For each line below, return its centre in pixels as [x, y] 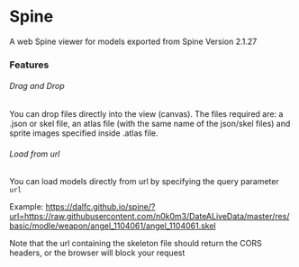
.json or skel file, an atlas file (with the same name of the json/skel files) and [150, 124]
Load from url [35, 154]
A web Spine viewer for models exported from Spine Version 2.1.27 [133, 41]
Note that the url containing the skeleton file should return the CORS [136, 244]
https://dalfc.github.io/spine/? [100, 207]
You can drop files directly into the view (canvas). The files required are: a [146, 114]
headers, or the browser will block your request [97, 253]
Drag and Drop [37, 86]
